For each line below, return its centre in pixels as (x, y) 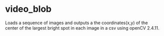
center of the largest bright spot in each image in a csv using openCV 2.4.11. (82, 28)
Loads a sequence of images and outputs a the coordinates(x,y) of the (77, 23)
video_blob (28, 9)
